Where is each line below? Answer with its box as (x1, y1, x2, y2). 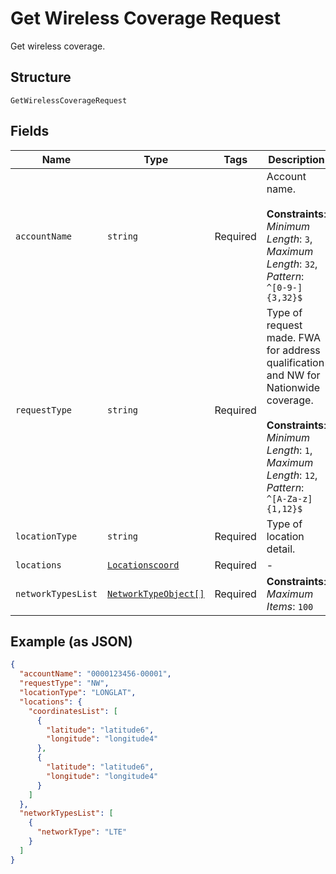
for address (266, 343, 321, 357)
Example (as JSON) (10, 633, 133, 650)
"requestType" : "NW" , (19, 678, 110, 689)
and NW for (266, 368, 321, 382)
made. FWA (266, 330, 321, 344)
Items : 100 (266, 599, 314, 613)
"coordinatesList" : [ (28, 706, 118, 716)
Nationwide (266, 380, 321, 394)
